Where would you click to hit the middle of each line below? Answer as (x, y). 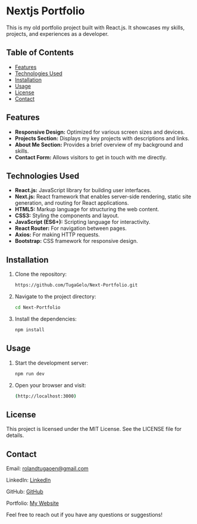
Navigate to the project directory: (55, 297)
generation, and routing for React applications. (72, 203)
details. (15, 435)
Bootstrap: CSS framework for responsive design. (76, 241)
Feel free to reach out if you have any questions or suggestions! (84, 515)
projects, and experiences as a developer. (57, 33)
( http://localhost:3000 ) (46, 396)
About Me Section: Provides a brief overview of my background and (99, 144)
